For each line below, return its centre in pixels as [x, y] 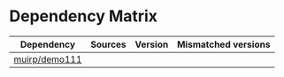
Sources [108, 44]
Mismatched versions [223, 44]
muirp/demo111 [48, 59]
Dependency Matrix [83, 16]
